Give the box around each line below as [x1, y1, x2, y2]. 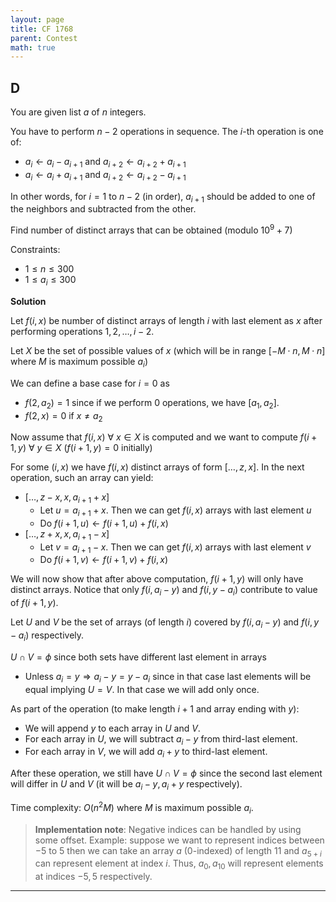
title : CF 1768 [10, 24, 74, 34]
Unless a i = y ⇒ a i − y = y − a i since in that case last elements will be [24, 670, 312, 685]
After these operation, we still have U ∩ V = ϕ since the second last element [10, 767, 323, 780]
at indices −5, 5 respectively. [34, 871, 153, 883]
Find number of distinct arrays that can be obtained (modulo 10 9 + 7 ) [10, 222, 293, 236]
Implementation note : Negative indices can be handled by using [34, 823, 302, 835]
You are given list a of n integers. [10, 106, 147, 118]
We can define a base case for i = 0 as [10, 377, 170, 389]
